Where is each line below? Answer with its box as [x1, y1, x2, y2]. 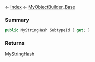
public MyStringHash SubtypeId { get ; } [5, 28, 91, 33]
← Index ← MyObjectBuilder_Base [5, 4, 76, 10]
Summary [5, 16, 30, 23]
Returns [5, 40, 25, 47]
